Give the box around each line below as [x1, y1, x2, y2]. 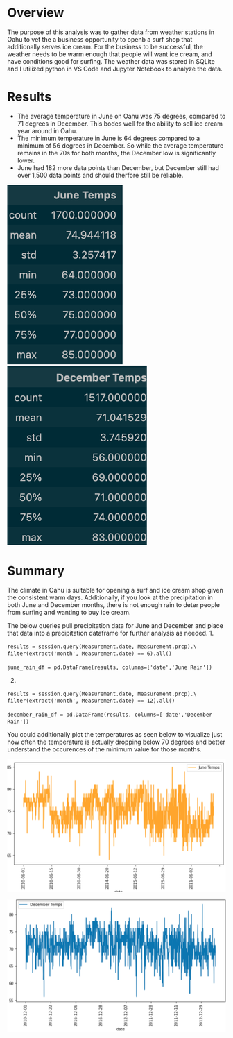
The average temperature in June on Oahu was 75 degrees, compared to [17, 112, 226, 120]
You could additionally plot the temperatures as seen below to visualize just [7, 730, 223, 738]
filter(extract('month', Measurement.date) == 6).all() [7, 650, 172, 657]
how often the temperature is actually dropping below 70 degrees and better [7, 738, 225, 746]
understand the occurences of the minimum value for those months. [7, 745, 202, 754]
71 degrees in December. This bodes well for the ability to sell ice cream [17, 119, 223, 128]
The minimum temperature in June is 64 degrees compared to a [17, 134, 200, 142]
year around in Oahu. [17, 126, 78, 135]
